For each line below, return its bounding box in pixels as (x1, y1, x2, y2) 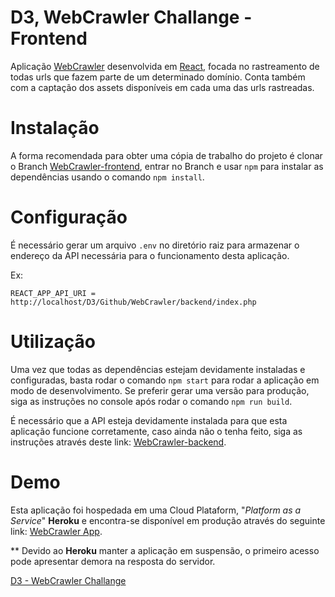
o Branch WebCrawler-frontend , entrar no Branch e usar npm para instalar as (10, 160, 324, 172)
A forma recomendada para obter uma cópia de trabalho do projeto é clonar (10, 149, 323, 161)
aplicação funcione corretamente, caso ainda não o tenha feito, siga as (10, 425, 303, 437)
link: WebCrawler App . (10, 525, 103, 537)
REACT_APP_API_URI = (10, 288, 97, 298)
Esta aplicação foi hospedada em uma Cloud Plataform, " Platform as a (10, 504, 302, 516)
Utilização (10, 331, 96, 353)
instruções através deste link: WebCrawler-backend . (10, 436, 227, 448)
